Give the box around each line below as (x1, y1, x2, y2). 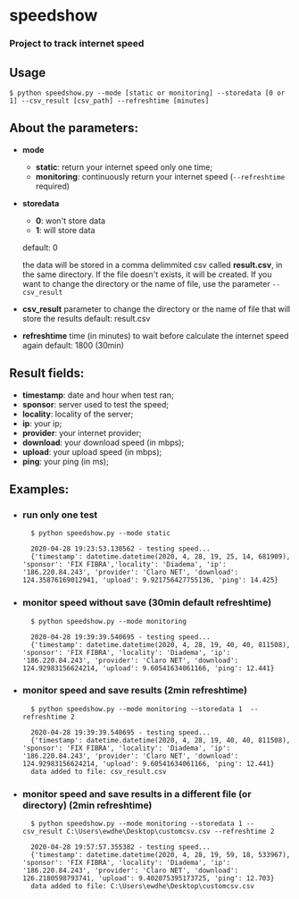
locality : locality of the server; (21, 408, 134, 419)
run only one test (21, 508, 98, 521)
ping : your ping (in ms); (21, 456, 109, 466)
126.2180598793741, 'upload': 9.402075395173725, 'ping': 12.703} (21, 874, 275, 883)
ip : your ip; (21, 417, 62, 429)
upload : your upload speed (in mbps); (21, 446, 162, 457)
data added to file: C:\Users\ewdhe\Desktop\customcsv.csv (30, 882, 255, 891)
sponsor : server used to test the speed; (21, 399, 170, 409)
